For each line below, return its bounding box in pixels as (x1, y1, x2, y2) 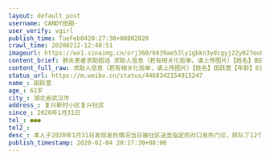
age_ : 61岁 (8, 86, 44, 95)
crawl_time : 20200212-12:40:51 (8, 42, 113, 50)
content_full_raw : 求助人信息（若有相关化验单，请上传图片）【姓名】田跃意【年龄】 (8, 64, 256, 72)
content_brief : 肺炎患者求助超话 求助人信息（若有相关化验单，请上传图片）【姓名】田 (8, 57, 261, 65)
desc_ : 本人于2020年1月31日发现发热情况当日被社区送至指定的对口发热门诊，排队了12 (8, 131, 258, 139)
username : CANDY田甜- (8, 19, 79, 27)
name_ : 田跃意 (8, 79, 52, 87)
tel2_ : (8, 124, 31, 132)
